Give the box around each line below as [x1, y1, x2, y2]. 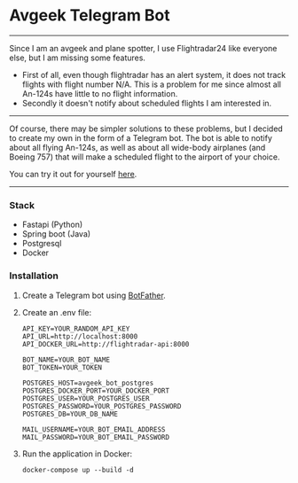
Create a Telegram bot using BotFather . [21, 290, 166, 300]
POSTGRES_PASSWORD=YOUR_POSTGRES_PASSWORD [21, 401, 182, 410]
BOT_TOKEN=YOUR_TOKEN [21, 362, 102, 372]
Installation [9, 269, 59, 282]
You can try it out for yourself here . [9, 168, 137, 179]
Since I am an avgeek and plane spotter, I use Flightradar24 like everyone [9, 43, 278, 53]
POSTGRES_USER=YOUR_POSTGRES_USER [21, 393, 150, 403]
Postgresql [21, 238, 62, 249]
